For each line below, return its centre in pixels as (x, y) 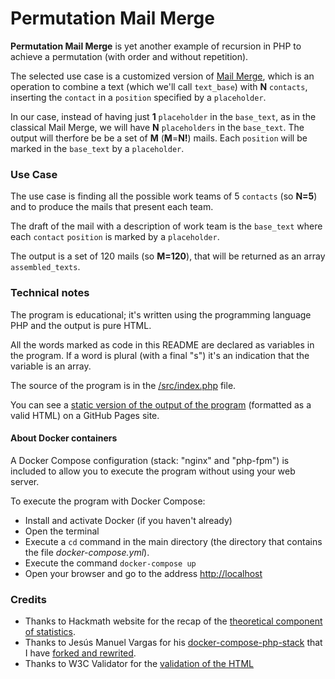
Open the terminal (62, 531)
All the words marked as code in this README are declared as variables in (162, 344)
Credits (28, 599)
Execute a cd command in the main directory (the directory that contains (173, 541)
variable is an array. (51, 366)
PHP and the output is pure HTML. (81, 325)
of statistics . (50, 632)
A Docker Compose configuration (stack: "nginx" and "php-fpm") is (150, 460)
